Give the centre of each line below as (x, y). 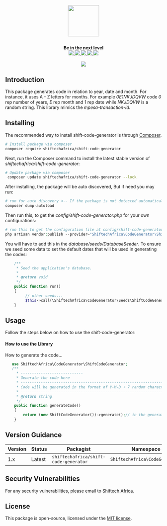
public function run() (38, 287)
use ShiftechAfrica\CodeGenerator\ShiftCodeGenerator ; (70, 364)
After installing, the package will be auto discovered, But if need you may (80, 187)
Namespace (146, 449)
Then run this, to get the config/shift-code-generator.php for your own (78, 215)
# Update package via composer (38, 173)
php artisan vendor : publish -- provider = (48, 234)
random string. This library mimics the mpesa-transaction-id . (68, 107)
